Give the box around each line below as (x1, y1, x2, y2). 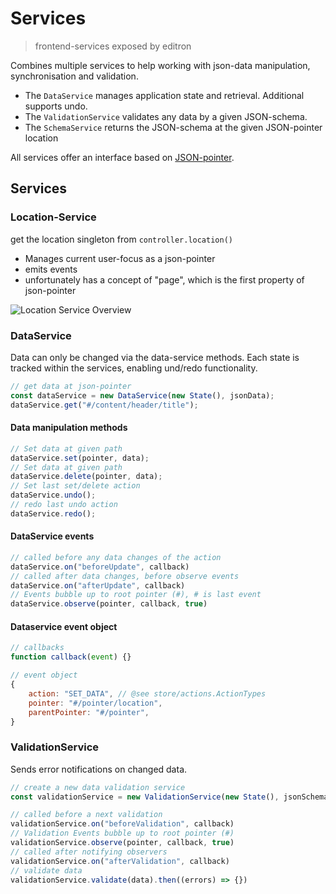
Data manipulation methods (10, 422, 128, 434)
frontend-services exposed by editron (34, 40, 192, 52)
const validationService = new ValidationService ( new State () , (10, 792, 280, 802)
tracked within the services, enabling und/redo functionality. (10, 362, 258, 374)
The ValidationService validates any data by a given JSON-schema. (24, 110, 308, 122)
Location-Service (10, 210, 97, 224)
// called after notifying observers (10, 847, 168, 857)
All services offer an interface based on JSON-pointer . (10, 151, 235, 163)
